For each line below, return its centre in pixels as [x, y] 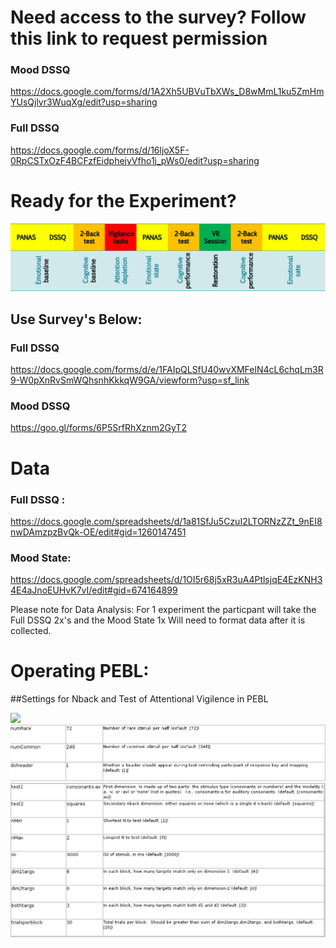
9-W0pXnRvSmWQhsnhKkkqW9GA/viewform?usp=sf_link [130, 380]
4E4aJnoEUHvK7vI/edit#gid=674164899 [94, 590]
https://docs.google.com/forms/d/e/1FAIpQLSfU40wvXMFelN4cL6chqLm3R [167, 370]
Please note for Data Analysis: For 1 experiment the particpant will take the [163, 610]
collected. [31, 631]
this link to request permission [139, 38]
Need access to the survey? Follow [158, 17]
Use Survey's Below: [76, 319]
